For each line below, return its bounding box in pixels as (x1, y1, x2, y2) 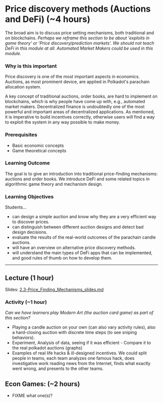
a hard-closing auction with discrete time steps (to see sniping (12, 330, 137, 335)
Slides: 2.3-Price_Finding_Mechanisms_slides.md (5, 286, 104, 292)
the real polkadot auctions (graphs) (12, 345, 82, 351)
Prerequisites (5, 131, 37, 138)
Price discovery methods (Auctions (5, 3, 151, 15)
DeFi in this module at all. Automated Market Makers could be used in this (5, 45, 153, 51)
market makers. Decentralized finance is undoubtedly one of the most (5, 104, 145, 110)
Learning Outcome (5, 159, 50, 166)
